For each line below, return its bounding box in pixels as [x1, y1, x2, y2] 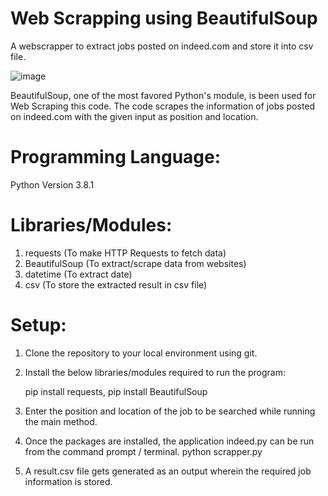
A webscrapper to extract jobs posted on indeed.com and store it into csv [10, 40, 314, 52]
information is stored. [24, 475, 113, 487]
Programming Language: [10, 146, 222, 169]
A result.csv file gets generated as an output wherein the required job [24, 465, 312, 477]
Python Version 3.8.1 [10, 178, 95, 191]
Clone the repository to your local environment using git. [24, 347, 258, 359]
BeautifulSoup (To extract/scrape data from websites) [24, 257, 247, 269]
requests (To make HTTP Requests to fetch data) [24, 247, 227, 259]
